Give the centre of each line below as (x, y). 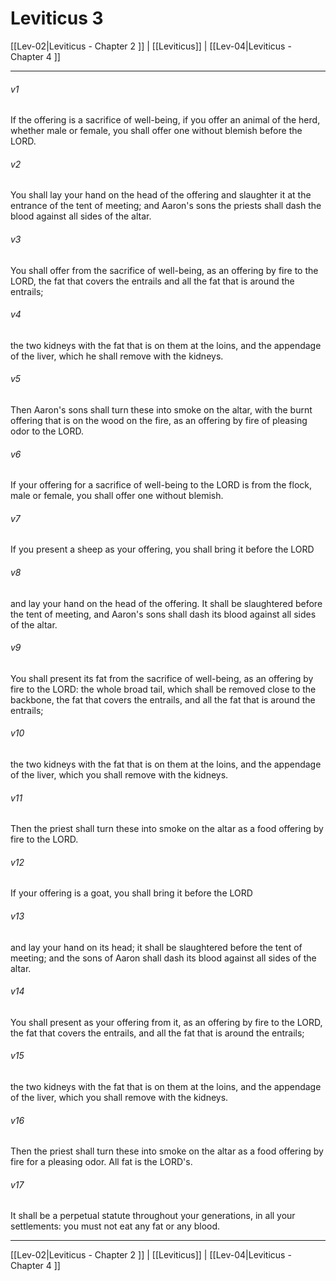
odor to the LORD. (47, 431)
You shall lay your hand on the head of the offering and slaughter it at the (161, 195)
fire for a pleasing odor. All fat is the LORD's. (101, 1162)
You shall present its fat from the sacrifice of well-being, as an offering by (162, 678)
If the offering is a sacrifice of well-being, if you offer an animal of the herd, (165, 120)
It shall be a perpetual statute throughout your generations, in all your (153, 1216)
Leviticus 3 (57, 18)
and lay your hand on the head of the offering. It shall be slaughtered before (166, 603)
